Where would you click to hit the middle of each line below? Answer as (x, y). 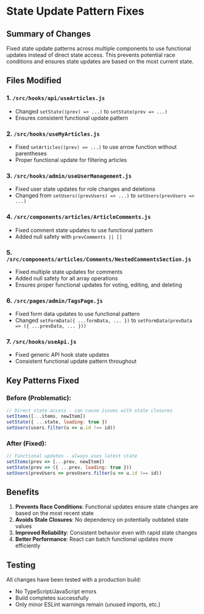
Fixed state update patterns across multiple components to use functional (99, 48)
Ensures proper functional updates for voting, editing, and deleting (99, 285)
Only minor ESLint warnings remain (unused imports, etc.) (88, 605)
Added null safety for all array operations (66, 278)
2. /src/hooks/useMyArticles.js (53, 134)
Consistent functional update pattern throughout (76, 361)
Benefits (23, 492)
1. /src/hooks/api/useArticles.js (56, 98)
